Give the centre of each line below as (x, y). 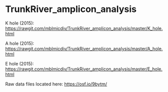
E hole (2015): (20, 63)
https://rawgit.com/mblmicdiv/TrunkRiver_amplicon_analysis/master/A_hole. (84, 48)
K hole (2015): (20, 23)
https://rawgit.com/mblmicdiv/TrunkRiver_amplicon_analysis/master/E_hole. (84, 69)
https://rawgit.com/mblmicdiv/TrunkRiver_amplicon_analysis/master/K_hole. (84, 28)
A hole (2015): (20, 43)
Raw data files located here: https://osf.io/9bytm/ (56, 84)
